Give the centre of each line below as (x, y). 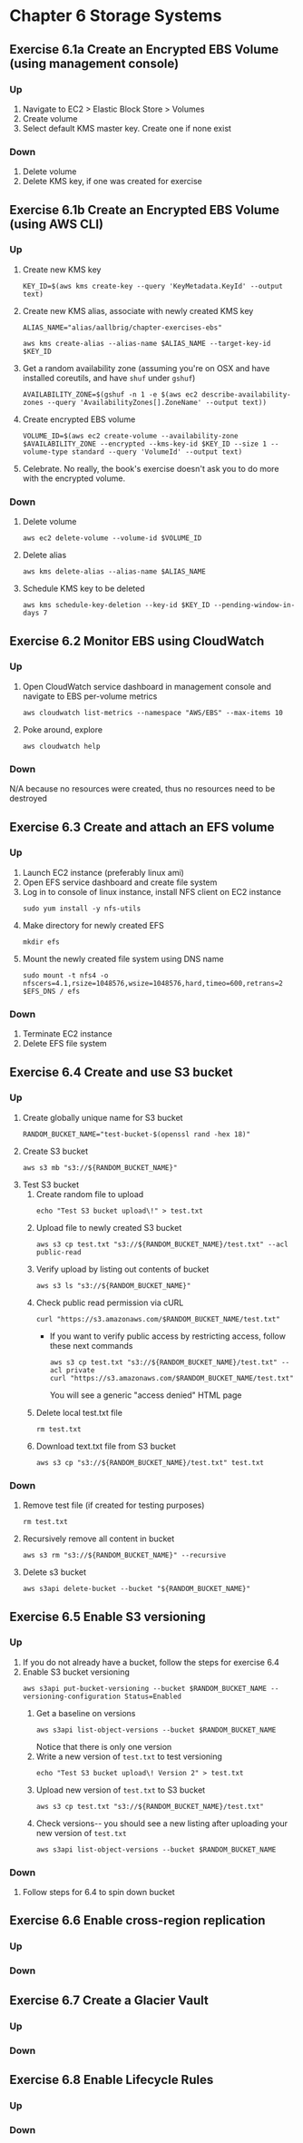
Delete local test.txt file (79, 1412)
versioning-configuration (71, 1696)
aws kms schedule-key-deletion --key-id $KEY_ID (116, 605)
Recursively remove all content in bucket (98, 1538)
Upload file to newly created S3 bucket (109, 1227)
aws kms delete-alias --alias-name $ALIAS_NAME (114, 572)
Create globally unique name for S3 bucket (103, 1117)
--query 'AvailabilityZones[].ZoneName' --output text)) (157, 402)
